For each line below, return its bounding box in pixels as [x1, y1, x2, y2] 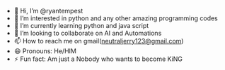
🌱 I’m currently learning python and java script [13, 22, 149, 29]
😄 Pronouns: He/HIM [13, 47, 76, 55]
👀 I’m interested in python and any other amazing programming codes [13, 14, 218, 22]
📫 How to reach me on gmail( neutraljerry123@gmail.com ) [13, 37, 184, 45]
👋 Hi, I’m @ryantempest [13, 7, 83, 15]
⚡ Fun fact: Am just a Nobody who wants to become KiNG [13, 55, 183, 63]
